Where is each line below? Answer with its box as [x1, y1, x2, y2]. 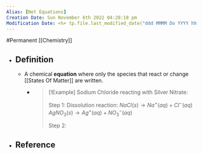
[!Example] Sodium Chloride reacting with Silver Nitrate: [48, 89, 188, 96]
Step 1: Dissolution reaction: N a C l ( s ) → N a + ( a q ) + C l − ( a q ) [48, 101, 193, 109]
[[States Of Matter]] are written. [24, 77, 103, 84]
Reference [15, 139, 56, 150]
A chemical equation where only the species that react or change [24, 70, 189, 78]
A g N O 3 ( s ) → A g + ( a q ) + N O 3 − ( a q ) [48, 107, 132, 118]
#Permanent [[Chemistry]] [6, 37, 72, 44]
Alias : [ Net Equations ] [6, 8, 67, 15]
